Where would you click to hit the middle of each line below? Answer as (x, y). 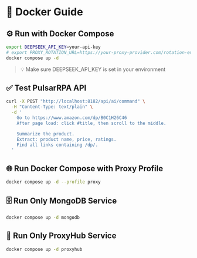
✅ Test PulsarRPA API (46, 88)
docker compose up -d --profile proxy (53, 182)
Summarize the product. (46, 134)
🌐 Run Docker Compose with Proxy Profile (84, 169)
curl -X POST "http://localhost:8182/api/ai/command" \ (76, 101)
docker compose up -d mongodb (43, 217)
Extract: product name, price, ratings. (67, 139)
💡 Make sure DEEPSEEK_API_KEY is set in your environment (93, 69)
